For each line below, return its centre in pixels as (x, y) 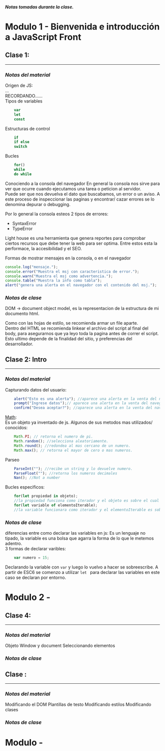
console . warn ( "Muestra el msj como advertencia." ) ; (59, 276)
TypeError (22, 229)
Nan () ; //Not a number (37, 478)
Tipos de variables (24, 101)
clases (12, 710)
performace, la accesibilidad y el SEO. (43, 248)
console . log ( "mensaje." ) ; (31, 267)
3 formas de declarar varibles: (36, 549)
